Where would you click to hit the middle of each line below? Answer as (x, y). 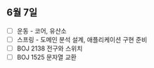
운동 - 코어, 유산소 (42, 31)
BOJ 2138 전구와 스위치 (50, 48)
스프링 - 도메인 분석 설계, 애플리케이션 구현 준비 (82, 39)
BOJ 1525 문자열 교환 (46, 57)
